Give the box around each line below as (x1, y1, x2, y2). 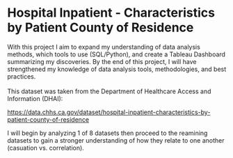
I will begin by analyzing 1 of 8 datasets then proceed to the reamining (7, 129, 208, 137)
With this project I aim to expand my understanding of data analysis (7, 42, 200, 51)
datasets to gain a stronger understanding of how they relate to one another (7, 136, 225, 144)
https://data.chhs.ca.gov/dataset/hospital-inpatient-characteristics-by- (7, 108, 211, 116)
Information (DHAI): (7, 94, 63, 102)
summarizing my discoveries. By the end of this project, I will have (7, 57, 197, 65)
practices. (7, 72, 36, 81)
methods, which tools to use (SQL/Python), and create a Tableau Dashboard (7, 50, 226, 58)
